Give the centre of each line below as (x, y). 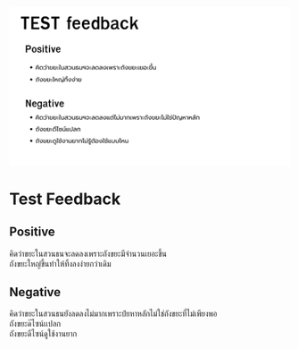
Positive (32, 232)
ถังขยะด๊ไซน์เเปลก (35, 324)
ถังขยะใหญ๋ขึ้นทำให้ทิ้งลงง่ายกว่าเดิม (60, 263)
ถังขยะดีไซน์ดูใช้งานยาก (43, 334)
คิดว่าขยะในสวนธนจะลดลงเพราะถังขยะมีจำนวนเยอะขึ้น (88, 253)
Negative (35, 292)
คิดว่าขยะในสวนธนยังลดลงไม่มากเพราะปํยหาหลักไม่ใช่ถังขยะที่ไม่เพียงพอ (113, 314)
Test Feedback (65, 199)
